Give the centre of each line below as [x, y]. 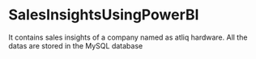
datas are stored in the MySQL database [76, 45]
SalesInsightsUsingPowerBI [104, 15]
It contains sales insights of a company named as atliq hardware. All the [128, 37]
